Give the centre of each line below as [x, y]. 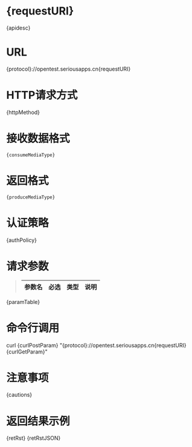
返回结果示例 [38, 421]
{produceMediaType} [31, 197]
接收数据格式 [38, 138]
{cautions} [19, 395]
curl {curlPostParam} [32, 345]
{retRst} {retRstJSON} [34, 438]
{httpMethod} [23, 112]
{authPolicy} [22, 240]
